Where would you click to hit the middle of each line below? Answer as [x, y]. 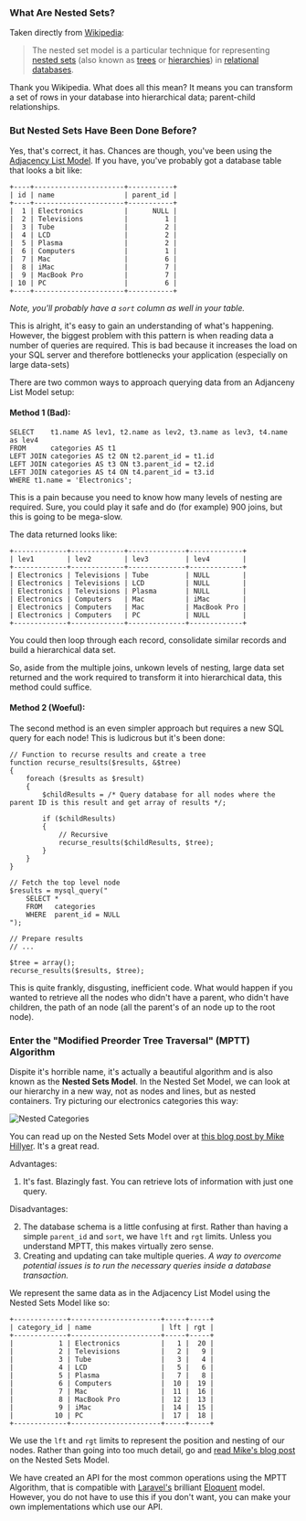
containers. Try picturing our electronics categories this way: [124, 1101]
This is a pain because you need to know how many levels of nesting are [146, 497]
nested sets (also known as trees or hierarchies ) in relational [145, 60]
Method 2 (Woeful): [47, 708]
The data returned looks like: [63, 534]
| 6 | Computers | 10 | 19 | [112, 1384]
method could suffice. [51, 687]
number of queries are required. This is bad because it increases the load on [153, 345]
